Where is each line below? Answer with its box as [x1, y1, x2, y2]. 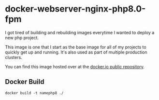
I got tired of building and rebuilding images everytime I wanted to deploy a [5, 29, 155, 35]
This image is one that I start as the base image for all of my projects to [5, 44, 146, 50]
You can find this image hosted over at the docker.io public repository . [5, 64, 145, 70]
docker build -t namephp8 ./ [5, 90, 64, 95]
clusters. [5, 54, 23, 60]
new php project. [5, 35, 39, 41]
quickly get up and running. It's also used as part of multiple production [5, 49, 147, 55]
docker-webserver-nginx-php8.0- [5, 3, 146, 14]
